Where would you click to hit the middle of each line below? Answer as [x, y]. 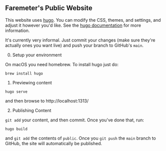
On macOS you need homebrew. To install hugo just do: [62, 64]
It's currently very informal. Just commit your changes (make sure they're [80, 40]
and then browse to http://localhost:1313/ [47, 101]
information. [18, 30]
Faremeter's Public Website [49, 8]
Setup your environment [37, 55]
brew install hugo [24, 74]
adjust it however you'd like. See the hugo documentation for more [73, 25]
